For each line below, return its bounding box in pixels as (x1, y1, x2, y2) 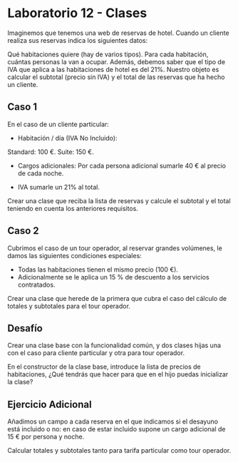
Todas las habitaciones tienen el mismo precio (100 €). (17, 265, 178, 274)
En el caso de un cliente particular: (7, 120, 109, 128)
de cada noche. (17, 169, 64, 178)
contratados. (17, 280, 56, 289)
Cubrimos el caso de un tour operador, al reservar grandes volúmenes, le (7, 244, 222, 252)
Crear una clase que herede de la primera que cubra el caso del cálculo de (7, 294, 227, 302)
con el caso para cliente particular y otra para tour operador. (7, 349, 185, 357)
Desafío (7, 322, 43, 334)
